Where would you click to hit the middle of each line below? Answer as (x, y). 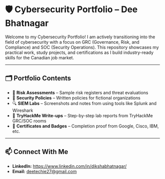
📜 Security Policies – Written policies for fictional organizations (76, 98)
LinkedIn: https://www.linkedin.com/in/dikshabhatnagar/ (69, 166)
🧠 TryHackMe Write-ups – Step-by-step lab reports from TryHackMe (82, 115)
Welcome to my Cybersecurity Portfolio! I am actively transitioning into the (80, 37)
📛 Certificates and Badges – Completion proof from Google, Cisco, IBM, (85, 126)
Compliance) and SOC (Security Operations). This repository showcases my (82, 47)
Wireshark (23, 110)
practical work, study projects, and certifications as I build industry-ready (79, 52)
